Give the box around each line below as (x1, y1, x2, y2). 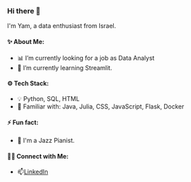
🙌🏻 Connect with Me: (7, 152, 69, 160)
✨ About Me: (7, 37, 45, 45)
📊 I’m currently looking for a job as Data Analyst (17, 54, 155, 62)
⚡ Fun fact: (7, 118, 39, 126)
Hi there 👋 (7, 6, 41, 16)
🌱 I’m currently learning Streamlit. (17, 63, 112, 71)
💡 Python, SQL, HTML (17, 94, 80, 102)
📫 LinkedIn (17, 168, 48, 176)
